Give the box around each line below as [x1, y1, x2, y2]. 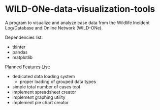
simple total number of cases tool [12, 83, 80, 89]
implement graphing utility [12, 94, 65, 100]
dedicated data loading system [12, 73, 75, 79]
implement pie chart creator [12, 99, 69, 105]
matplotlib [12, 54, 33, 60]
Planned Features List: [5, 64, 50, 70]
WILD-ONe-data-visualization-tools [5, 3, 155, 15]
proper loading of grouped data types [19, 79, 96, 84]
